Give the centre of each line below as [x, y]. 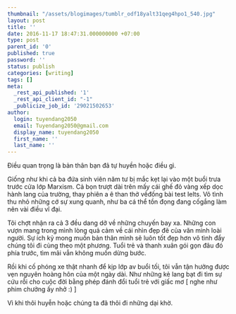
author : [19, 112]
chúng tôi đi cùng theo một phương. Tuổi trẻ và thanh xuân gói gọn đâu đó [115, 245]
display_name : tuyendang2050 [56, 132]
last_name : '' [34, 146]
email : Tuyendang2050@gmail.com [61, 126]
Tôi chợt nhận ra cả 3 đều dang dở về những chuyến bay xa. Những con [112, 223]
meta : [15, 86]
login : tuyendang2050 [45, 119]
